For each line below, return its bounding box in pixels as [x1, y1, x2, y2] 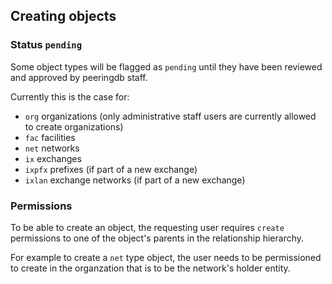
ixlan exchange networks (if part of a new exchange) [24, 174, 246, 186]
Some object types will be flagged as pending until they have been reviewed [10, 60, 323, 73]
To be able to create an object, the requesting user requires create [10, 221, 285, 233]
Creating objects [10, 8, 117, 25]
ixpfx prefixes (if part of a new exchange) [24, 163, 198, 175]
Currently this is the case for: [10, 90, 130, 103]
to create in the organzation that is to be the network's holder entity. [10, 262, 291, 274]
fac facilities [24, 131, 76, 143]
